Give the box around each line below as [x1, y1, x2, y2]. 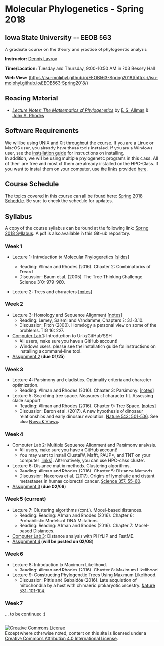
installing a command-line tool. [19, 348, 82, 354]
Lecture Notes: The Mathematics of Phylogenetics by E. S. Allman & [12, 107, 149, 113]
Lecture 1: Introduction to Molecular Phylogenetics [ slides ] [12, 254, 129, 260]
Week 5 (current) [5, 496, 46, 503]
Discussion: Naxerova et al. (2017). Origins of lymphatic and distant [19, 473, 155, 479]
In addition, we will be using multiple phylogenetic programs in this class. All [5, 155, 158, 161]
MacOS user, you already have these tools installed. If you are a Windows [5, 145, 153, 150]
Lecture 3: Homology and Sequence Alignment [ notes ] [12, 312, 122, 318]
